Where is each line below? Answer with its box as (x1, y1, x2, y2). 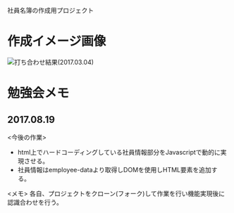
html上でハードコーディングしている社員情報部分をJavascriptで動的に (17, 148, 221, 156)
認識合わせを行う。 (7, 198, 63, 206)
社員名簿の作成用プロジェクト (7, 6, 94, 14)
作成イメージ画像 (7, 34, 106, 49)
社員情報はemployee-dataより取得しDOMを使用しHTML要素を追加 (17, 165, 211, 174)
